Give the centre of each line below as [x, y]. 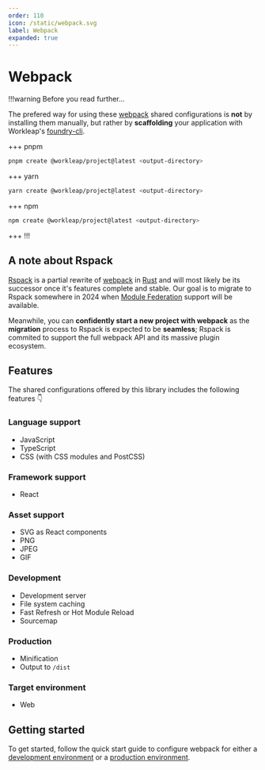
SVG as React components [63, 532]
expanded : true [33, 38]
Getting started [47, 730]
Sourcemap [38, 621]
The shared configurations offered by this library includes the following [124, 390]
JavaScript [37, 439]
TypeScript [38, 448]
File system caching [52, 603]
